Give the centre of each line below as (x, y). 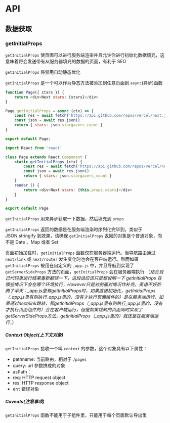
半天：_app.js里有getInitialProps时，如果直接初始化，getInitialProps (85, 291)
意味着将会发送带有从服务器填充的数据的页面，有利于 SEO (66, 61)
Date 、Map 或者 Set (37, 242)
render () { (27, 185)
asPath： (22, 372)
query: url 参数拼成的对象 (39, 366)
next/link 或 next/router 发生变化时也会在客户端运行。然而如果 (72, 259)
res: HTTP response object (41, 383)
